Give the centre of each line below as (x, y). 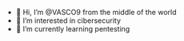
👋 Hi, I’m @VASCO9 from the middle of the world (96, 12)
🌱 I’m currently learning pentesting (73, 29)
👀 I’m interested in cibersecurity (68, 20)
